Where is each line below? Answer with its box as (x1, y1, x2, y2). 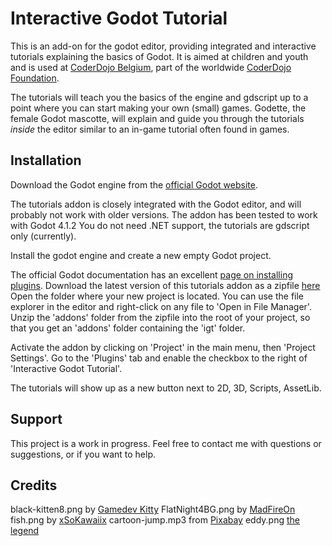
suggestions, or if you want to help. (10, 448, 157, 460)
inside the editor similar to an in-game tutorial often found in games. (10, 123, 290, 135)
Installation (10, 152, 82, 169)
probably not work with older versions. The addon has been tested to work (10, 208, 318, 221)
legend (10, 525, 40, 537)
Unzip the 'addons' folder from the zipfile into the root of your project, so (10, 311, 311, 323)
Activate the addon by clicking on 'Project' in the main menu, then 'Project (10, 341, 316, 353)
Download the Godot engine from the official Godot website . (10, 178, 258, 191)
